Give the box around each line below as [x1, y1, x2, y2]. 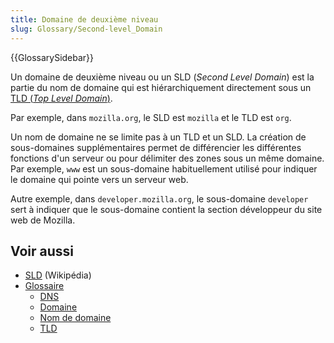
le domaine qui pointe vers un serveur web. [10, 173, 189, 185]
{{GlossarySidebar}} [10, 51, 95, 63]
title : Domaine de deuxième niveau [10, 14, 159, 25]
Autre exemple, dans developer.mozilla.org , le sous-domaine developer [10, 192, 309, 205]
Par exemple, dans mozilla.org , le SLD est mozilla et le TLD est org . [10, 111, 292, 123]
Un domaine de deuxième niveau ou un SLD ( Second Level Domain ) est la [10, 71, 315, 83]
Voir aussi [10, 242, 74, 260]
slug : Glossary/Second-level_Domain [10, 24, 163, 34]
